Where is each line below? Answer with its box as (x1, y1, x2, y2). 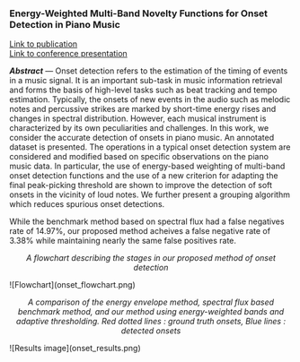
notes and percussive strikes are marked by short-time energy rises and (9, 104, 277, 115)
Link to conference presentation (9, 48, 128, 59)
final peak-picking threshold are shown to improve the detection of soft (9, 180, 272, 191)
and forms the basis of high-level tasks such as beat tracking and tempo (9, 84, 278, 96)
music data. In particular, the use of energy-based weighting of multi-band (9, 160, 286, 172)
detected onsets (120, 325, 181, 336)
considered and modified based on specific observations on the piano (9, 151, 269, 162)
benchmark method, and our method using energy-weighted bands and (17, 306, 285, 317)
